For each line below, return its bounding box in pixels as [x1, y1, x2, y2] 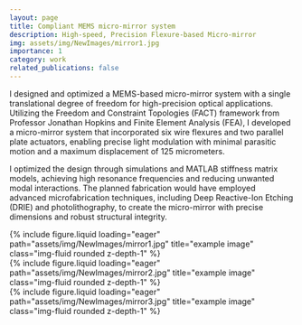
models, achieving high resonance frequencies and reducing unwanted [9, 172, 275, 183]
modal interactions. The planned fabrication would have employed [9, 182, 256, 193]
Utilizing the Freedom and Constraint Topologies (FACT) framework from [9, 107, 280, 118]
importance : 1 [9, 47, 63, 56]
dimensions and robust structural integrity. [9, 211, 167, 222]
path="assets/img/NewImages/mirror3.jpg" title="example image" [9, 295, 256, 307]
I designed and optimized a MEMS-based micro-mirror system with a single [9, 88, 291, 99]
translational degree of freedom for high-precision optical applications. [9, 97, 274, 108]
